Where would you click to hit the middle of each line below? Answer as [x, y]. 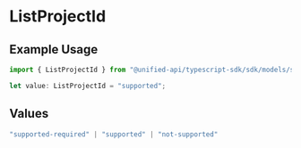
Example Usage [54, 49]
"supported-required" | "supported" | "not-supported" [114, 134]
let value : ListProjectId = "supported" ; [88, 86]
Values [29, 114]
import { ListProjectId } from [68, 70]
